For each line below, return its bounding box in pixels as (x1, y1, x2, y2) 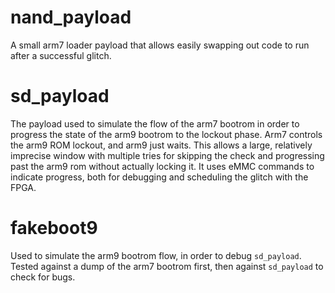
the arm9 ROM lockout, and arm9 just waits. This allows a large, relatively (10, 139, 313, 151)
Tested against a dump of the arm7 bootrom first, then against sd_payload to (10, 260, 324, 272)
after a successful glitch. (10, 49, 112, 61)
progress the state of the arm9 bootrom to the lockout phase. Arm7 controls (10, 128, 323, 140)
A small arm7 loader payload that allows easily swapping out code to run (10, 39, 310, 51)
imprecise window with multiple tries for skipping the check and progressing (10, 149, 325, 161)
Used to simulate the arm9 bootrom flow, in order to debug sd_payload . (10, 249, 302, 261)
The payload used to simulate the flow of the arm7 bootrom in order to (10, 117, 300, 130)
